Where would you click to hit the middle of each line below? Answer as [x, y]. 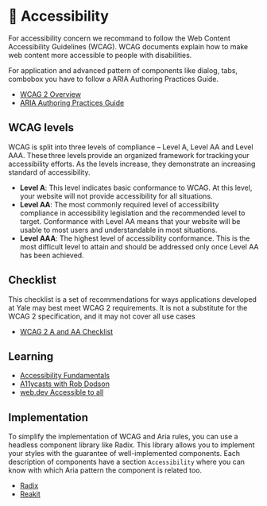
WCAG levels [41, 127]
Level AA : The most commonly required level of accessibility [119, 204]
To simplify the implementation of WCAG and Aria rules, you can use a [123, 437]
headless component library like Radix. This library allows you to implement [132, 445]
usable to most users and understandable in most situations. [118, 230]
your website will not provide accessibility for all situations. [116, 196]
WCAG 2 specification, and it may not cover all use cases [102, 316]
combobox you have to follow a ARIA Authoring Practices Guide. [113, 79]
